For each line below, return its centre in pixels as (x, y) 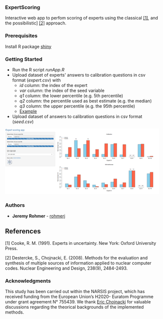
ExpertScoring (23, 7)
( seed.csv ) (23, 122)
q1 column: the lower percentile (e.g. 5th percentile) (71, 96)
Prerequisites (21, 36)
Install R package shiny (28, 46)
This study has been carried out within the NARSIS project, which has (75, 291)
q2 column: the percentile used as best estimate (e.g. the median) (86, 101)
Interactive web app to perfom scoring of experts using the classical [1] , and (82, 18)
